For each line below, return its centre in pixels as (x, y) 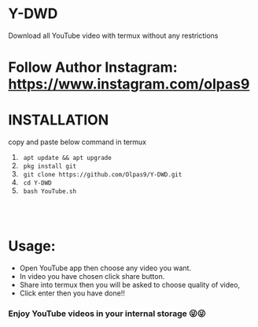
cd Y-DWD (38, 183)
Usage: (32, 246)
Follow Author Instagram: (93, 67)
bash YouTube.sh (50, 191)
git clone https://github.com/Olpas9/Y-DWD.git (103, 175)
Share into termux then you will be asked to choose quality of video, (130, 285)
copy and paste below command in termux (77, 142)
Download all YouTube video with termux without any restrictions (113, 35)
